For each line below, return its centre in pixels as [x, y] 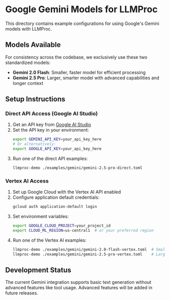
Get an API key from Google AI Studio [52, 125]
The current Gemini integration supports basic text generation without [78, 282]
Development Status [38, 270]
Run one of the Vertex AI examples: [49, 240]
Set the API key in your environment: [51, 130]
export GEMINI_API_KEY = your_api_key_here [57, 139]
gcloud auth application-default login [55, 207]
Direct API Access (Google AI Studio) [52, 114]
